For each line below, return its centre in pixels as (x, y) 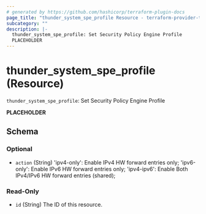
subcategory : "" (27, 23)
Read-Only (23, 191)
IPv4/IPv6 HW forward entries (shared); (65, 175)
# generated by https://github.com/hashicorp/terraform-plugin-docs (96, 12)
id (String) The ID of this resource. (59, 204)
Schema (22, 132)
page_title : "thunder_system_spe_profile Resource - (75, 18)
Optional (19, 149)
